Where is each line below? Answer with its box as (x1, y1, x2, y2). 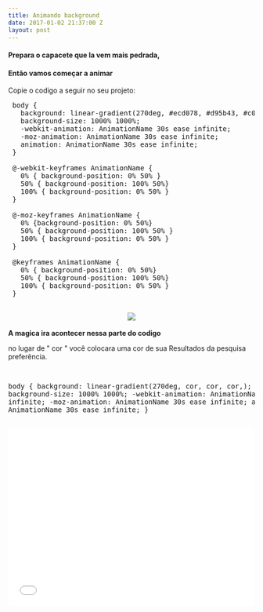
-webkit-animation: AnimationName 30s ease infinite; (20, 125, 232, 133)
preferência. (8, 352, 48, 362)
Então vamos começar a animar (8, 68, 113, 78)
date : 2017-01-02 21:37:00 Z (8, 19, 103, 27)
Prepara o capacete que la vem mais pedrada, (8, 50, 160, 60)
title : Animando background (8, 11, 100, 20)
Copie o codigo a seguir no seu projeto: (8, 86, 135, 95)
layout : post (8, 26, 51, 34)
